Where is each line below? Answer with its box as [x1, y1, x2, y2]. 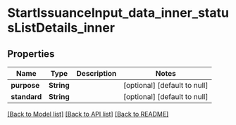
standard [11, 92, 42, 101]
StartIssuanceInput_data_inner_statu [7, 5, 229, 21]
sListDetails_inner [7, 20, 115, 36]
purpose [11, 81, 40, 90]
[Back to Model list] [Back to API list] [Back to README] [7, 110, 169, 118]
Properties [7, 48, 55, 60]
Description [76, 69, 117, 78]
